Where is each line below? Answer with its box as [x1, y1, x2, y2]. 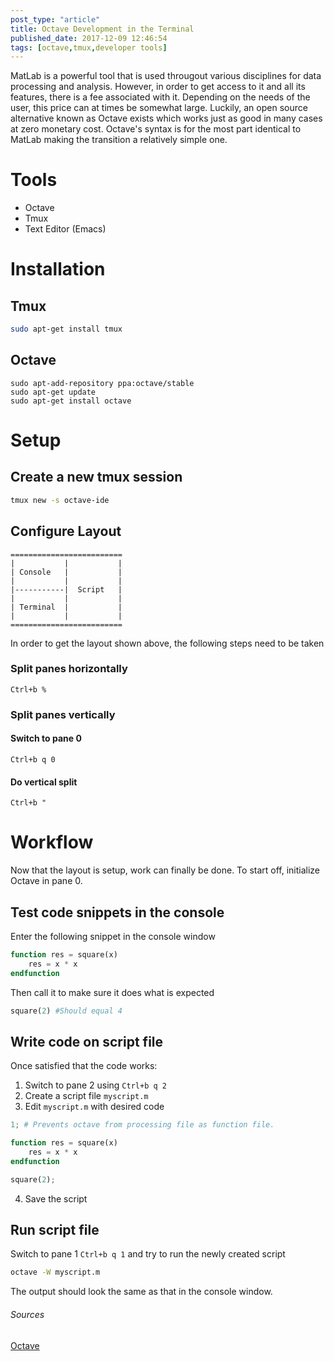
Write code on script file [10, 1033, 164, 1050]
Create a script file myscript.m [24, 1090, 149, 1102]
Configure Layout [10, 523, 122, 540]
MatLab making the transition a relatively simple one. [10, 134, 228, 146]
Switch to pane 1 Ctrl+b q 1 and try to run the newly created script [10, 1248, 286, 1260]
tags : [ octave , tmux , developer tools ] [10, 42, 168, 53]
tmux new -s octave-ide [10, 495, 110, 505]
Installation [10, 258, 106, 281]
